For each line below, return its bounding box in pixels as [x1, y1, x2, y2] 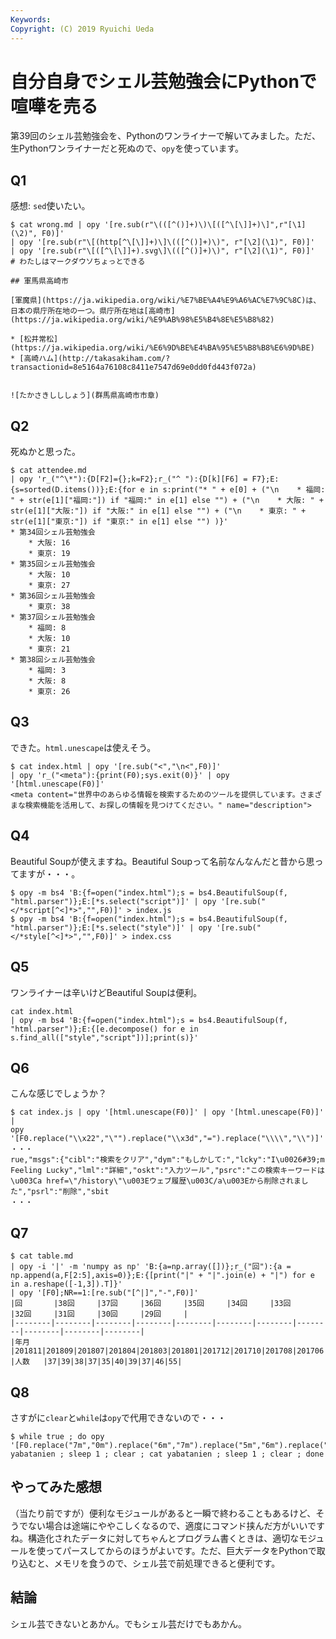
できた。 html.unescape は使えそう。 [10, 741, 157, 753]
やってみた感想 [10, 1479, 102, 1496]
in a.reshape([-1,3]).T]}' [10, 1279, 123, 1290]
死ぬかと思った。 [10, 446, 81, 458]
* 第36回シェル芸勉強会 [10, 591, 96, 601]
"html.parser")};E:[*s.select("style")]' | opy [10, 922, 213, 933]
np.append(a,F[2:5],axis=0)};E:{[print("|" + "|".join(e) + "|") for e [10, 1271, 315, 1281]
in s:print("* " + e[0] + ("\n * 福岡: [148, 485, 326, 495]
